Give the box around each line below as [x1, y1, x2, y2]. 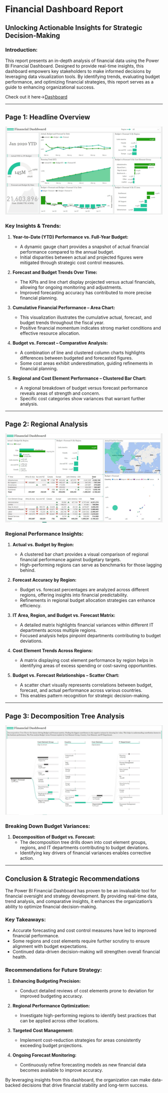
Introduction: [5, 46, 38, 53]
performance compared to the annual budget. [19, 249, 114, 255]
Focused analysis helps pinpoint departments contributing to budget [19, 633, 161, 639]
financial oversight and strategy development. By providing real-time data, [5, 893, 158, 899]
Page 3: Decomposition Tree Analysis [5, 712, 125, 720]
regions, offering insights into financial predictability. [19, 592, 128, 598]
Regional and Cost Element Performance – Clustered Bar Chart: [12, 375, 146, 381]
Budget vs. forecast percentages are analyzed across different [19, 587, 149, 593]
